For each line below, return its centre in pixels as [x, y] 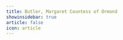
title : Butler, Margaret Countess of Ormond [62, 11]
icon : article [24, 28]
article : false [25, 22]
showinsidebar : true [32, 17]
